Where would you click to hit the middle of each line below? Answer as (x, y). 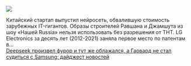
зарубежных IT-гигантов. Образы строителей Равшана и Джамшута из (95, 26)
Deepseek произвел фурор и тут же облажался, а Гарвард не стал (89, 51)
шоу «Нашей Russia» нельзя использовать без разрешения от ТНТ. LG (94, 32)
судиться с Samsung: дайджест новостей (58, 57)
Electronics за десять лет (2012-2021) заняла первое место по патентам (96, 38)
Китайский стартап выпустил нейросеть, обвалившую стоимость (88, 20)
